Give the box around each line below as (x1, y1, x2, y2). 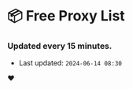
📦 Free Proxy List (7, 7, 125, 25)
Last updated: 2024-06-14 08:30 (18, 58, 123, 68)
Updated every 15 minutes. (7, 41, 113, 52)
